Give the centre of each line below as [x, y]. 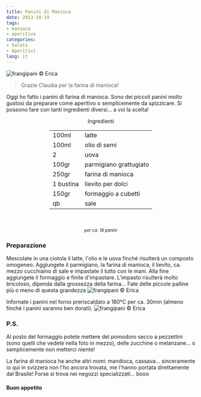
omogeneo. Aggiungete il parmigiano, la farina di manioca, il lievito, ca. [94, 264]
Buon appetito [24, 387]
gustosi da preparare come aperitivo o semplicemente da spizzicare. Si [94, 103]
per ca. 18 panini [101, 230]
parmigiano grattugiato [117, 164]
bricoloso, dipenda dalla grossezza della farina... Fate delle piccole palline [97, 284]
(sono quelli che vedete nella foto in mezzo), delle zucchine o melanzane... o [101, 343]
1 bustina [66, 184]
